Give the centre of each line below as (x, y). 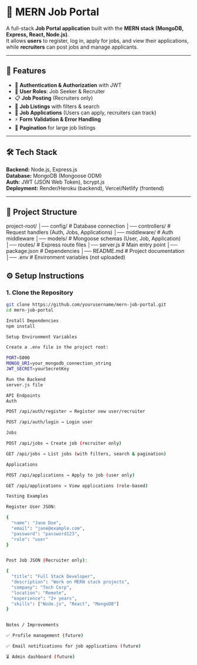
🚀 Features (26, 71)
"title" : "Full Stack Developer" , (53, 577)
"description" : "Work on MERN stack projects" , (71, 582)
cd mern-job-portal (30, 310)
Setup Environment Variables (42, 337)
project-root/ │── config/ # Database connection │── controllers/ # (89, 226)
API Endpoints (23, 396)
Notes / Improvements (33, 625)
